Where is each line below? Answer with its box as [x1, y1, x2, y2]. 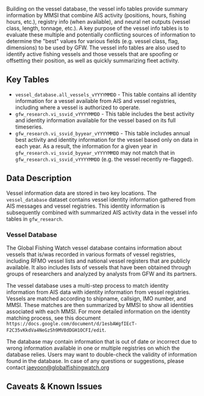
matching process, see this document [6, 314, 101, 322]
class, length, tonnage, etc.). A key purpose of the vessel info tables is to [6, 24, 189, 32]
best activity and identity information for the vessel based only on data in [15, 136, 199, 143]
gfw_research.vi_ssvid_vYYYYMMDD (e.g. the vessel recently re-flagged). [15, 155, 194, 163]
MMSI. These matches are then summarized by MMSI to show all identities [6, 301, 194, 308]
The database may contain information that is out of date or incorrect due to [6, 338, 197, 345]
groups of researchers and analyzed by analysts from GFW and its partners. [6, 270, 197, 277]
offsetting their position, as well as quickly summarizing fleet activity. [6, 57, 180, 64]
